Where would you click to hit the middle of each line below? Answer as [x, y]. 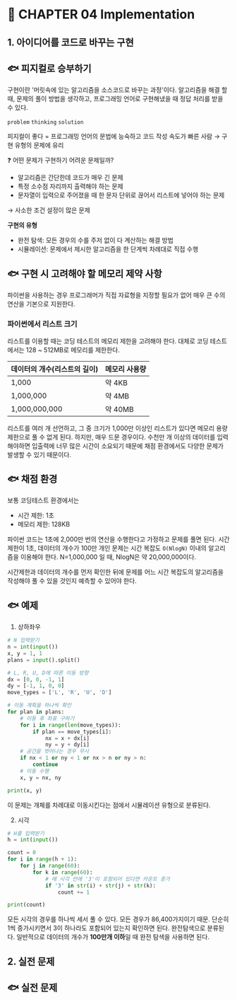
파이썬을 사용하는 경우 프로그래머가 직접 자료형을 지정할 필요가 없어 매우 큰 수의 [116, 295]
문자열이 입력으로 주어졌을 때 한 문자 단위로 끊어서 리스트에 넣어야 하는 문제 [121, 195]
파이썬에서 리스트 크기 [42, 324]
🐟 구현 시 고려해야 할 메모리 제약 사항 [85, 274]
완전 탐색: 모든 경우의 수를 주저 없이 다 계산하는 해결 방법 [96, 241]
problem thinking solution [45, 122]
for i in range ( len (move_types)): [71, 725]
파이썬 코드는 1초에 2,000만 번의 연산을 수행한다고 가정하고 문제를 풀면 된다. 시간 [119, 539]
